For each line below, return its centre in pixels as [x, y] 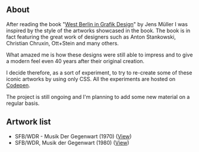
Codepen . [18, 85]
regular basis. [23, 103]
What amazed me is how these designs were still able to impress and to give [99, 55]
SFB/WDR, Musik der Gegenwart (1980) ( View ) [72, 142]
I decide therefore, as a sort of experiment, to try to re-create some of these [99, 72]
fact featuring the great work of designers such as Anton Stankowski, [91, 37]
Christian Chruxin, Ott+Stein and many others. [62, 43]
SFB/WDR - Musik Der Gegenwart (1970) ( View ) [73, 136]
